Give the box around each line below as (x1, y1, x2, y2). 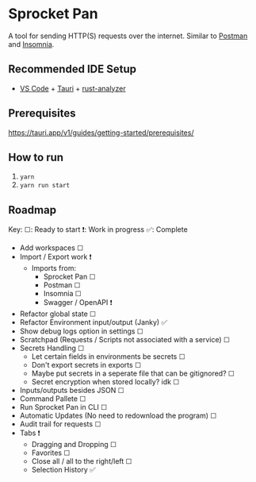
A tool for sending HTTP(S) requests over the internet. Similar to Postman (8, 31, 248, 40)
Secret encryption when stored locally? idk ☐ (31, 377, 180, 387)
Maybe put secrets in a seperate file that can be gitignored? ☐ (31, 368, 235, 378)
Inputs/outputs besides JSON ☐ (19, 386, 124, 395)
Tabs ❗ (19, 428, 41, 438)
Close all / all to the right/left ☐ (31, 457, 132, 466)
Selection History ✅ (31, 465, 97, 475)
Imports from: (31, 264, 77, 273)
